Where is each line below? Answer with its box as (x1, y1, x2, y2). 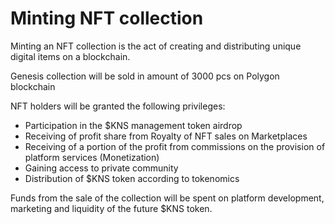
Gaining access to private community (24, 162, 179, 174)
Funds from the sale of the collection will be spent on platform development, (10, 192, 325, 204)
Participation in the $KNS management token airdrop (24, 119, 243, 131)
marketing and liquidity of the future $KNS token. (10, 202, 213, 214)
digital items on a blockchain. (10, 50, 131, 62)
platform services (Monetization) (24, 151, 160, 163)
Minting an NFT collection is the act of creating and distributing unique (10, 40, 302, 52)
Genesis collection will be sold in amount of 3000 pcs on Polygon (10, 70, 280, 82)
